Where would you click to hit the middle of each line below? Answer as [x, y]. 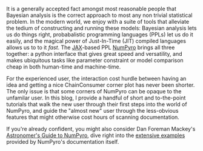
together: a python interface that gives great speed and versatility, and [95, 54]
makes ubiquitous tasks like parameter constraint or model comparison [95, 60]
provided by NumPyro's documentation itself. [63, 142]
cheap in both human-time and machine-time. [64, 67]
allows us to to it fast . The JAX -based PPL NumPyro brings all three [91, 47]
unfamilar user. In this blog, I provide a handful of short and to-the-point [96, 98]
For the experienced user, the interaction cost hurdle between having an [96, 79]
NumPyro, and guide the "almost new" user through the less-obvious [92, 111]
